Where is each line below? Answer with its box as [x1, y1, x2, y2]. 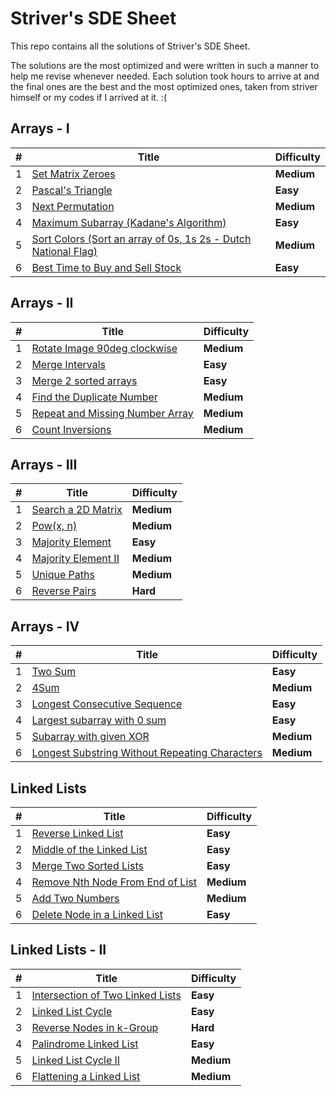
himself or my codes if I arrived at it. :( [10, 91, 167, 103]
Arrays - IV [10, 618, 80, 635]
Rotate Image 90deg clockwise [31, 341, 178, 355]
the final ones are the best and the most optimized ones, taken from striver [10, 80, 318, 92]
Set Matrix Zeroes [31, 167, 116, 181]
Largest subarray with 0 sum [31, 713, 167, 727]
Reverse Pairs [31, 584, 97, 598]
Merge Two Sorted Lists [31, 859, 144, 872]
